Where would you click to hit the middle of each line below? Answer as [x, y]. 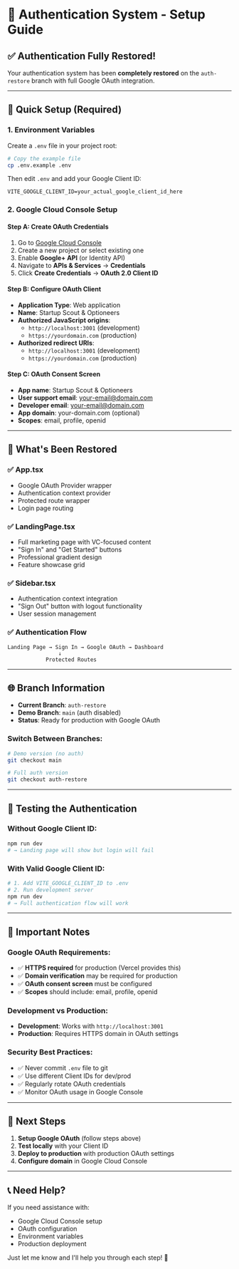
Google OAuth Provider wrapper [65, 485]
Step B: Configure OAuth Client [54, 289]
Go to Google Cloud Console [59, 242]
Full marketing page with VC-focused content [84, 542]
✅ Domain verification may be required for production [97, 976]
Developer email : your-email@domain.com [81, 405]
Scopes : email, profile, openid [62, 420]
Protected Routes [71, 659]
